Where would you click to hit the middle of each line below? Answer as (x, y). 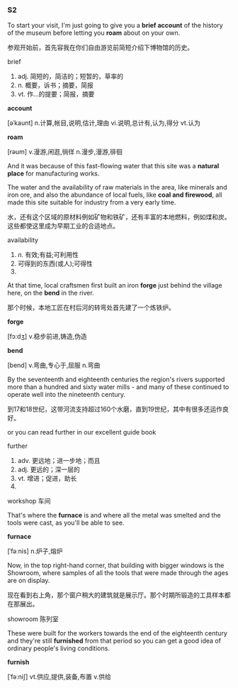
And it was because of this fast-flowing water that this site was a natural (113, 166)
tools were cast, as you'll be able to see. (66, 523)
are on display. (29, 581)
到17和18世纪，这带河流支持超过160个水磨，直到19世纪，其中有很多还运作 (115, 409)
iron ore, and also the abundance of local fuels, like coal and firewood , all (115, 195)
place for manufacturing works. (53, 174)
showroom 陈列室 (33, 619)
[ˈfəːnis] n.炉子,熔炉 (35, 551)
